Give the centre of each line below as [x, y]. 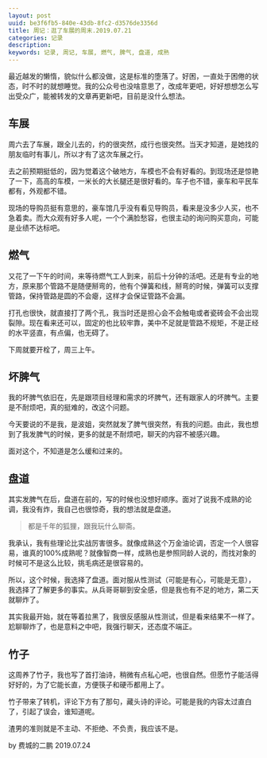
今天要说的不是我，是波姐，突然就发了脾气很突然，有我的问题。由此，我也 [130, 424]
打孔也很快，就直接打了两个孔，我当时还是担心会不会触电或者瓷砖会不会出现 [133, 313]
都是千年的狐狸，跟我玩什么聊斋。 [83, 527]
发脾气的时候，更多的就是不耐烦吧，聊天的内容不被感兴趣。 [126, 434]
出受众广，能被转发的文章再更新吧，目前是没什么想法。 [99, 96]
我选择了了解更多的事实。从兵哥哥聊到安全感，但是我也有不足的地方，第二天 [133, 590]
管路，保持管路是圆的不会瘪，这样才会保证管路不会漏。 [99, 296]
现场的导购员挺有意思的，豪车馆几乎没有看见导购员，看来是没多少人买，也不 [133, 208]
